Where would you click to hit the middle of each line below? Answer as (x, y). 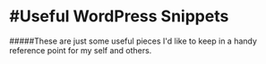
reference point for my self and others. (81, 50)
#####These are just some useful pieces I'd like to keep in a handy (133, 41)
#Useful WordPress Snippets (119, 16)
